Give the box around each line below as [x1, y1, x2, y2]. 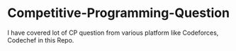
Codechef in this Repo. [7, 35, 74, 44]
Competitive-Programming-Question [7, 5, 230, 21]
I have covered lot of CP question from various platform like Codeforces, [7, 28, 219, 37]
